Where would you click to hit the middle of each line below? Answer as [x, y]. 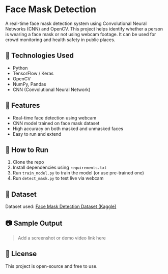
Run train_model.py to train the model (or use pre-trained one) [78, 173]
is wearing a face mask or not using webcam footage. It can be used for [81, 34]
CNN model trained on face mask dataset [56, 123]
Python [20, 68]
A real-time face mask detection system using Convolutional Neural [76, 23]
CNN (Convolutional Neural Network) [51, 89]
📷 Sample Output [34, 223]
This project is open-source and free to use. [51, 266]
